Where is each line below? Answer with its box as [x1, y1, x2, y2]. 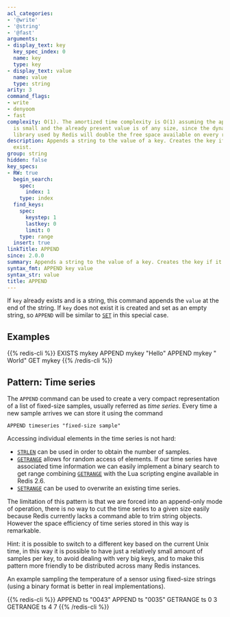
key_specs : [7, 162, 38, 170]
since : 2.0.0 [7, 252, 44, 259]
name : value [13, 73, 48, 81]
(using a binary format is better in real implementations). [7, 582, 166, 590]
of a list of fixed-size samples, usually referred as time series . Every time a [7, 402, 218, 410]
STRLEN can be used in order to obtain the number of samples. [16, 448, 192, 456]
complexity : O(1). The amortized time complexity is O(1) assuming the [7, 118, 216, 125]
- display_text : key [7, 42, 66, 49]
